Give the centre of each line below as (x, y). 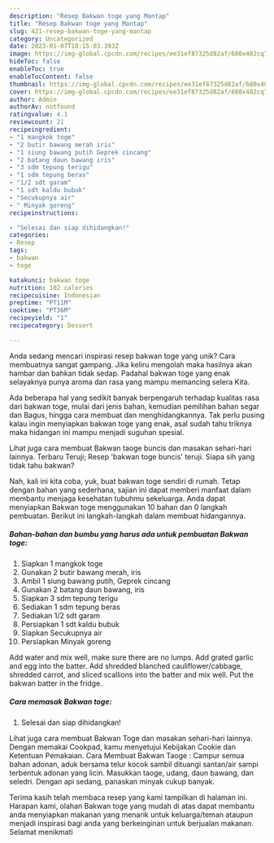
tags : (18, 250)
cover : (20, 92)
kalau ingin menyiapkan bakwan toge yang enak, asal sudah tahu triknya (131, 424)
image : (20, 54)
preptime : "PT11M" (40, 303)
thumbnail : (28, 84)
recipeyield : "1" (39, 318)
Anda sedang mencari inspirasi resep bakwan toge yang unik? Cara (122, 356)
